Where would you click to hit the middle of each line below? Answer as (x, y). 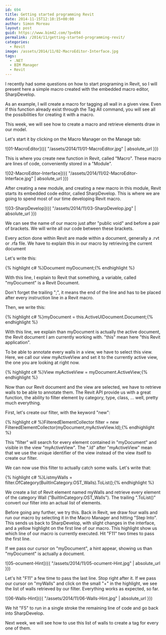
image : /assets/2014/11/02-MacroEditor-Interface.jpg (62, 51)
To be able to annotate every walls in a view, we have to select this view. (79, 352)
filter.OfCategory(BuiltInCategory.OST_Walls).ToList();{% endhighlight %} (80, 483)
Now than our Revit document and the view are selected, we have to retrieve (83, 387)
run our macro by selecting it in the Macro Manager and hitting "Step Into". (81, 518)
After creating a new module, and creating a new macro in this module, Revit (83, 188)
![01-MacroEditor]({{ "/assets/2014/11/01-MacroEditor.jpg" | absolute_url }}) (82, 149)
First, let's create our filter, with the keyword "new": (58, 412)
